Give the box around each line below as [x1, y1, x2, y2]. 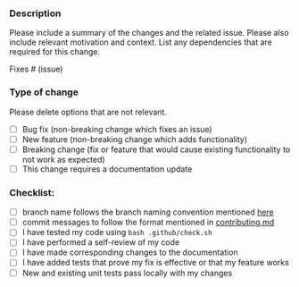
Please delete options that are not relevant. [9, 106, 168, 117]
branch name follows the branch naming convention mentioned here [21, 207, 274, 217]
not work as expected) [21, 154, 105, 165]
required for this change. [9, 46, 101, 57]
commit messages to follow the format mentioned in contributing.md [21, 217, 275, 228]
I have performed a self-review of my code [21, 237, 180, 248]
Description [9, 7, 62, 20]
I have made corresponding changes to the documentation [21, 247, 238, 257]
